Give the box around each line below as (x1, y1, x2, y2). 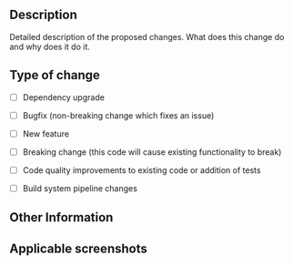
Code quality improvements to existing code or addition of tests (22, 164, 261, 176)
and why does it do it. (9, 41, 91, 52)
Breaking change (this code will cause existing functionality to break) (22, 146, 282, 158)
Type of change (9, 67, 100, 83)
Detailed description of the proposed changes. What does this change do (9, 31, 285, 42)
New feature (22, 127, 70, 139)
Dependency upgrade (22, 91, 105, 103)
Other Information (9, 209, 114, 226)
